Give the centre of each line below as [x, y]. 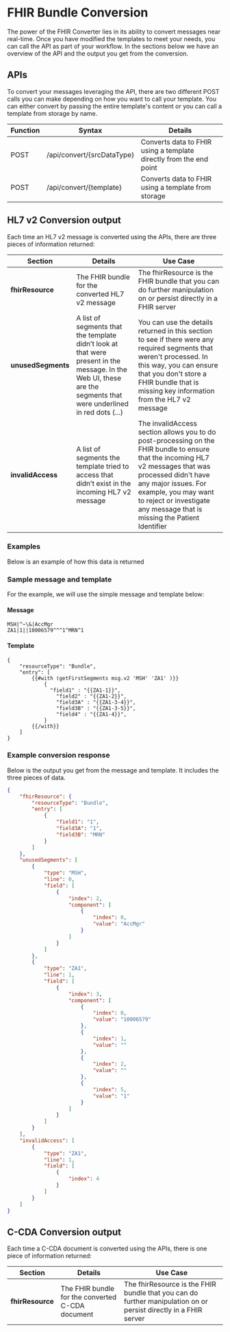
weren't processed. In [173, 356]
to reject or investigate [174, 500]
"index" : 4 [84, 1179]
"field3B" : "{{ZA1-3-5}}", [96, 708]
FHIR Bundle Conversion [78, 13]
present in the [99, 361]
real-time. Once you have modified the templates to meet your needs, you [111, 38]
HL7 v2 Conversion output [64, 220]
